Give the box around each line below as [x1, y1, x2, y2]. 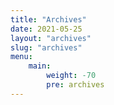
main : [28, 61, 52, 71]
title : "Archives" [10, 14, 87, 25]
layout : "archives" [10, 33, 92, 43]
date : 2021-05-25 [10, 24, 83, 34]
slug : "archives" [10, 42, 83, 53]
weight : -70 [46, 71, 97, 81]
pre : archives [46, 80, 105, 90]
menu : [10, 52, 33, 62]
